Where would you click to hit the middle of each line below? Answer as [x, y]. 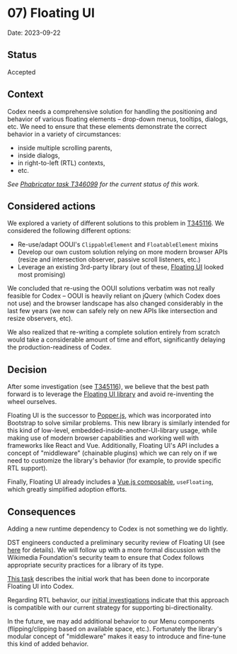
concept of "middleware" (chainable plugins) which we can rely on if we [112, 453]
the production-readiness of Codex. [59, 347]
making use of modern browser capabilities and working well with [103, 438]
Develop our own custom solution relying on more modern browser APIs [123, 252]
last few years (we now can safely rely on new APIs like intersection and [112, 311]
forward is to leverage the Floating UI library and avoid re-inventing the [111, 394]
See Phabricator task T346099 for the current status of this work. [104, 184]
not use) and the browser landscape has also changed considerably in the [115, 303]
